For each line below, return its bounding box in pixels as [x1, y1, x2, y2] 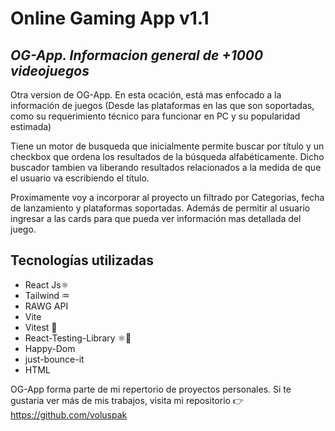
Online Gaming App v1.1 [10, 7, 210, 30]
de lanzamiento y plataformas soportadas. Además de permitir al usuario [10, 202, 311, 214]
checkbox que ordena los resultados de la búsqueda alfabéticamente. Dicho [10, 151, 325, 162]
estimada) [10, 121, 52, 132]
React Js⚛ [24, 278, 70, 291]
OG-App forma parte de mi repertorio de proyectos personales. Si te [10, 383, 292, 395]
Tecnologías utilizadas [10, 252, 154, 269]
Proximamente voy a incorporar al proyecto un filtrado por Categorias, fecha [10, 192, 325, 203]
